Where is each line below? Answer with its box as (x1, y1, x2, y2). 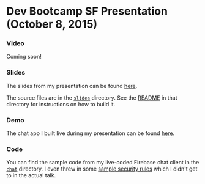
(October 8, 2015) (6, 17, 98, 31)
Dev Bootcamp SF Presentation (6, 4, 168, 18)
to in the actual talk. (6, 172, 56, 179)
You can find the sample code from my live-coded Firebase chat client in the (6, 159, 199, 166)
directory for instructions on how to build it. (6, 100, 116, 108)
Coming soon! (6, 53, 42, 61)
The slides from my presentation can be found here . (6, 82, 138, 89)
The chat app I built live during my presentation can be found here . (6, 130, 175, 137)
